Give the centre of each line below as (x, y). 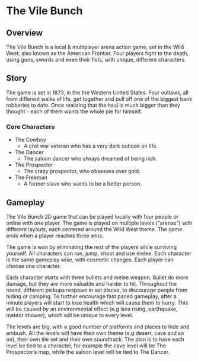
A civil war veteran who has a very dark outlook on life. (91, 146)
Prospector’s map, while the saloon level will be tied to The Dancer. (88, 352)
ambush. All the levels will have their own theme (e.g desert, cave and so (95, 333)
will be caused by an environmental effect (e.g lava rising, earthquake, (92, 309)
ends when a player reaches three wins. (55, 235)
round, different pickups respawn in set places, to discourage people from (97, 290)
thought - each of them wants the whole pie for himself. (74, 111)
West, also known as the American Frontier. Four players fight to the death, (98, 53)
